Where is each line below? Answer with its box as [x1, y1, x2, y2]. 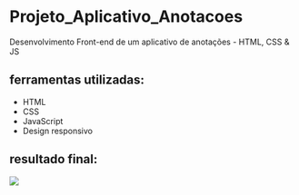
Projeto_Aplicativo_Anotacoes [9, 6, 244, 27]
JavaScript [22, 115, 64, 126]
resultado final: [9, 151, 98, 167]
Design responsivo [22, 125, 94, 136]
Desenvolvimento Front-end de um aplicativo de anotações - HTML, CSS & [9, 36, 290, 47]
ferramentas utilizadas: [9, 73, 145, 88]
